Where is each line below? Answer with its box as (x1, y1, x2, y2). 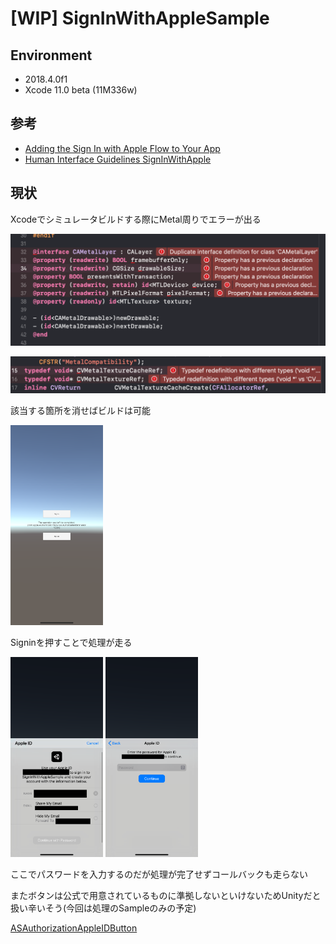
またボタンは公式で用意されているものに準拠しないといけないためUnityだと (10, 890, 322, 902)
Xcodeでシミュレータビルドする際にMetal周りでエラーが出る (10, 213, 262, 225)
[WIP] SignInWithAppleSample (10, 7, 270, 30)
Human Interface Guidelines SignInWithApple (24, 153, 212, 165)
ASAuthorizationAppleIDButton (10, 922, 138, 934)
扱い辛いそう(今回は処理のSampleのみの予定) (10, 902, 197, 914)
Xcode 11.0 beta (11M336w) (24, 84, 138, 96)
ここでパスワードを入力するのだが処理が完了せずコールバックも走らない (10, 868, 308, 881)
